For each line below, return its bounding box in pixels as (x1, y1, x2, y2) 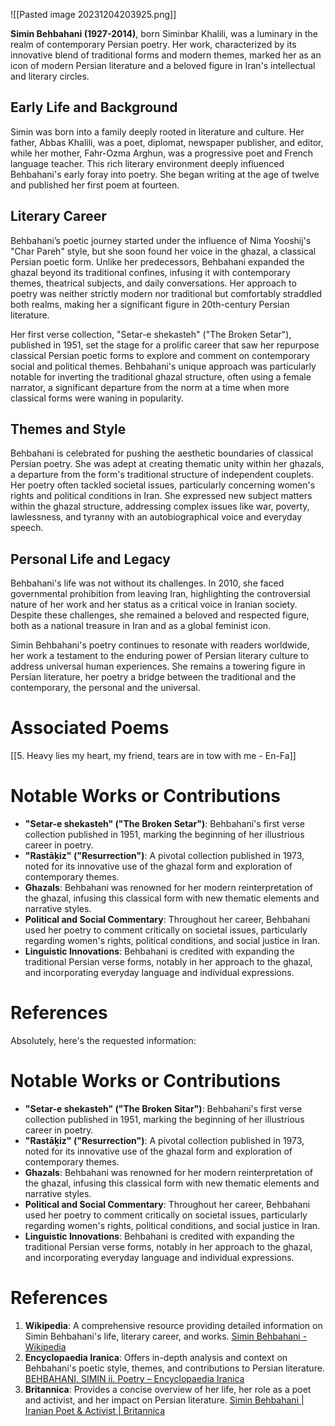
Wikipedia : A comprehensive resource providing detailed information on (24, 1319, 323, 1331)
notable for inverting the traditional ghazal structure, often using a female (10, 370, 312, 383)
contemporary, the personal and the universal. (10, 682, 201, 694)
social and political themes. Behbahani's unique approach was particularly (10, 360, 317, 372)
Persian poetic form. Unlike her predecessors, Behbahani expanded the (10, 255, 305, 268)
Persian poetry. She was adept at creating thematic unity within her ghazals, (10, 458, 325, 470)
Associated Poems (10, 717, 170, 739)
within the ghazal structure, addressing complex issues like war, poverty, (10, 500, 310, 513)
